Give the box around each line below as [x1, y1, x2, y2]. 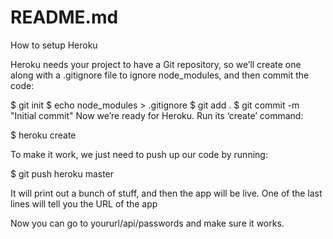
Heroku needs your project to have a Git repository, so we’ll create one [10, 58, 302, 70]
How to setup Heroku [10, 39, 98, 51]
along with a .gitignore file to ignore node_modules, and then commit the [10, 69, 310, 81]
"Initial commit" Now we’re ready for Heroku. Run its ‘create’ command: [10, 109, 304, 121]
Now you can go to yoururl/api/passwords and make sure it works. [10, 217, 285, 229]
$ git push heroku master [10, 167, 115, 180]
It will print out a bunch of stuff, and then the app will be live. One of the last [10, 187, 323, 199]
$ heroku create [10, 129, 77, 141]
